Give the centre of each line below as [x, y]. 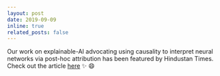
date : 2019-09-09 [32, 20]
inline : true [26, 26]
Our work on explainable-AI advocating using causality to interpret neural [110, 52]
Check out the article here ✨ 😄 [51, 66]
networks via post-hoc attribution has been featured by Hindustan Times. [110, 59]
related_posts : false [38, 32]
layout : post [26, 13]
